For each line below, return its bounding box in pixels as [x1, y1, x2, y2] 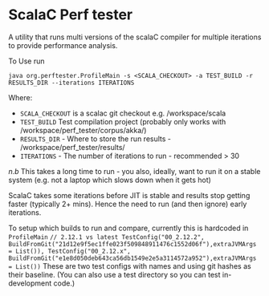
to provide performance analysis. [8, 40, 118, 50]
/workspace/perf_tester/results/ [19, 142, 126, 152]
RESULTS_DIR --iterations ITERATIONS [8, 79, 135, 87]
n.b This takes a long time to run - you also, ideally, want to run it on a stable [8, 166, 261, 176]
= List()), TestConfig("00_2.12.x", [8, 247, 131, 255]
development [8, 278, 52, 288]
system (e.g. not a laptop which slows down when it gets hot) [8, 175, 211, 184]
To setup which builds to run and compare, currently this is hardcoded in [8, 223, 249, 233]
